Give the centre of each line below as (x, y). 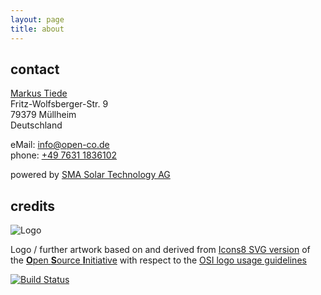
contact (35, 69)
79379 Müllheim (43, 115)
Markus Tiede (39, 93)
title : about (37, 29)
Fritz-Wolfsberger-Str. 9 (59, 104)
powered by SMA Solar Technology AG (90, 175)
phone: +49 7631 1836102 (63, 155)
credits (33, 206)
